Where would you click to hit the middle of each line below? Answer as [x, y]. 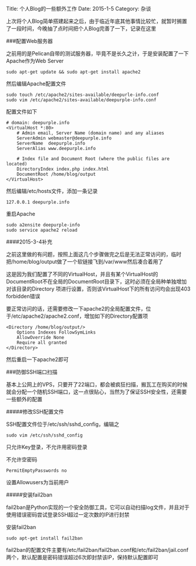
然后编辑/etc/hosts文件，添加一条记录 [52, 191]
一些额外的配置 [24, 399]
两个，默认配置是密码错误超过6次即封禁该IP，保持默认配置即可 [82, 557]
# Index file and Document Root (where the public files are [93, 159]
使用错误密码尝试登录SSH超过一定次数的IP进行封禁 [68, 515]
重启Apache [21, 214]
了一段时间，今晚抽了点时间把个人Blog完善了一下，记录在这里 [81, 29]
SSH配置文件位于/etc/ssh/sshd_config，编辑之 [63, 424]
